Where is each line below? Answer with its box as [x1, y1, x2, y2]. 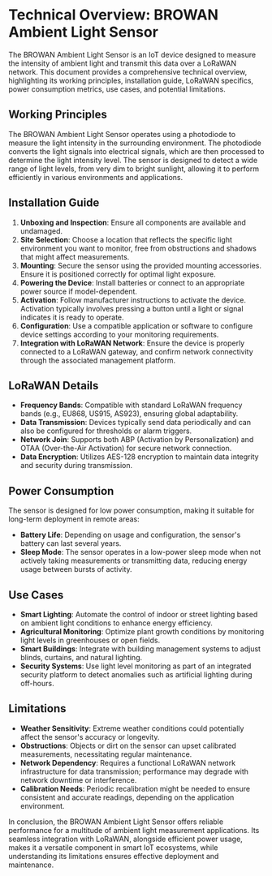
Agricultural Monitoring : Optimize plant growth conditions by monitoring [19, 627, 265, 636]
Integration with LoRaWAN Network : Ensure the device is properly [19, 338, 245, 348]
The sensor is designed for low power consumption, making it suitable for [8, 505, 255, 516]
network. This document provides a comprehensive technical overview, [8, 67, 248, 76]
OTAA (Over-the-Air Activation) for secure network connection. [19, 444, 232, 453]
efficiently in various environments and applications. [8, 172, 183, 182]
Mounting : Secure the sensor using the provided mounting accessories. [19, 260, 262, 270]
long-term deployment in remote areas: [8, 514, 140, 524]
